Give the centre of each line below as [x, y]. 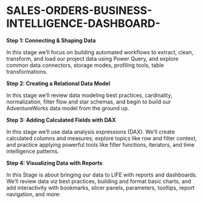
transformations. [27, 71]
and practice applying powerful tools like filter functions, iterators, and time [100, 144]
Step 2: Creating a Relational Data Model [58, 83]
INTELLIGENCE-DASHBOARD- [83, 23]
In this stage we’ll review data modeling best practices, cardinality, [89, 95]
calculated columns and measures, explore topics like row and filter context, [102, 138]
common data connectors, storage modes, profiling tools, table [85, 65]
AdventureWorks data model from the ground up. [68, 108]
